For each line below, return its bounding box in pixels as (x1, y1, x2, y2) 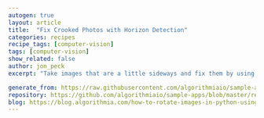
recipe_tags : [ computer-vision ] (8, 41, 114, 48)
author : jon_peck (8, 63, 65, 70)
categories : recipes (8, 33, 76, 41)
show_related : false (8, 55, 76, 63)
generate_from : (8, 84, 58, 91)
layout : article (8, 19, 61, 27)
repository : (8, 91, 47, 98)
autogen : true (8, 11, 55, 20)
